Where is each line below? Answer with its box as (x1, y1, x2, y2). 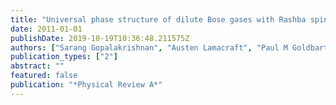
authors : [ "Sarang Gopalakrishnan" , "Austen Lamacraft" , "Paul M (10, 42, 288, 53)
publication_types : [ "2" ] (10, 52, 118, 62)
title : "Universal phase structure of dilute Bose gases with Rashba (10, 14, 307, 25)
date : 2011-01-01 (10, 24, 83, 34)
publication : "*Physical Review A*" (10, 80, 163, 90)
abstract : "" (10, 61, 65, 71)
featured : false (10, 71, 78, 81)
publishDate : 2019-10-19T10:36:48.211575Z (10, 33, 190, 43)
